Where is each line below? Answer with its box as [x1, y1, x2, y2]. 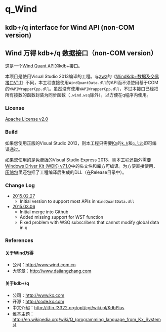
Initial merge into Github [19, 209, 69, 215]
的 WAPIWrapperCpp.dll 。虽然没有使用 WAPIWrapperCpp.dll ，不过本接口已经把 [5, 86, 159, 92]
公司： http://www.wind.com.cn [12, 262, 76, 268]
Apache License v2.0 [5, 116, 48, 122]
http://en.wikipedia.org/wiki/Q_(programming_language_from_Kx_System [12, 316, 161, 322]
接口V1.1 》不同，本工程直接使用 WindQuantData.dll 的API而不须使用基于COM [5, 80, 159, 86]
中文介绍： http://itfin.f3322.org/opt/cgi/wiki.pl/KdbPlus [12, 304, 124, 310]
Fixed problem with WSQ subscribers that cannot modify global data [19, 219, 159, 226]
